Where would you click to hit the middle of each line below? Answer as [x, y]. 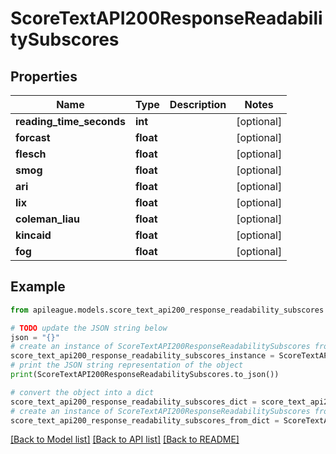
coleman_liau [48, 219]
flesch [31, 154]
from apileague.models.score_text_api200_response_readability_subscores [167, 310]
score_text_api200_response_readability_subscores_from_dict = [145, 420]
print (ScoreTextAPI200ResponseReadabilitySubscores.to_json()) [145, 375]
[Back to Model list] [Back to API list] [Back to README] [125, 439]
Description [198, 104]
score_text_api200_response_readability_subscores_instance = [142, 356]
